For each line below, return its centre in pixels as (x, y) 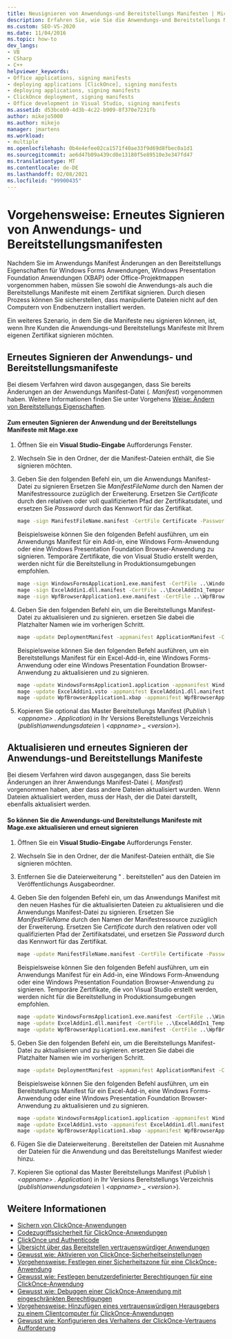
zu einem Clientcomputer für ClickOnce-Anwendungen (95, 1313)
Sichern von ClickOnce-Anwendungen (72, 1225)
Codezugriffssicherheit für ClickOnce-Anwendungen (92, 1233)
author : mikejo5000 (35, 116)
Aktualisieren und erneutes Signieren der (98, 747)
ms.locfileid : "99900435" (44, 180)
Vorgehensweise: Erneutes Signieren (116, 215)
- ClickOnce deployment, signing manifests (71, 97)
